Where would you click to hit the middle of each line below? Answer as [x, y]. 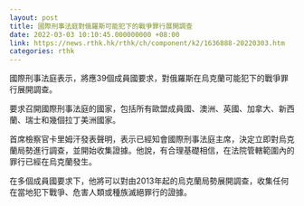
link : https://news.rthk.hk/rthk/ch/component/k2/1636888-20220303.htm [147, 43]
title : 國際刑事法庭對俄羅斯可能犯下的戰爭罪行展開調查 [101, 26]
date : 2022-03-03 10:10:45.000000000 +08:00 [95, 34]
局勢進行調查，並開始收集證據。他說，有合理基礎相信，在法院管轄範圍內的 [156, 151]
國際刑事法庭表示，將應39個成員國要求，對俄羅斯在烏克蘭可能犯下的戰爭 [145, 79]
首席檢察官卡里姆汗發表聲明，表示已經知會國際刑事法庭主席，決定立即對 [144, 139]
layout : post [34, 18]
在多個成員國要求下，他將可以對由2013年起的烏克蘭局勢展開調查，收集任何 [149, 181]
